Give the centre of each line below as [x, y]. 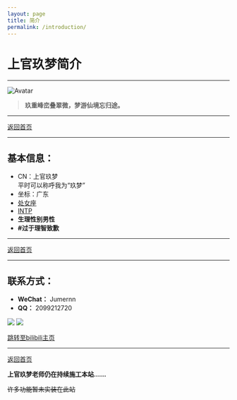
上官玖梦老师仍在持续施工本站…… [57, 374]
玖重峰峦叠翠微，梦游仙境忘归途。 [74, 105]
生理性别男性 [36, 219]
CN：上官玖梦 [38, 177]
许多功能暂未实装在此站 [41, 389]
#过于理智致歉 [38, 228]
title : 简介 [24, 20]
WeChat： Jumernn [47, 299]
